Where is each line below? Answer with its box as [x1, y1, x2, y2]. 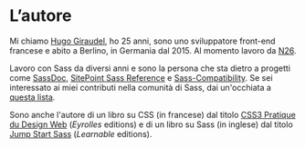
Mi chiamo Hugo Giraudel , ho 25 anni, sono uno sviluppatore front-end [9, 35, 276, 46]
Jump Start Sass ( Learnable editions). [9, 128, 152, 139]
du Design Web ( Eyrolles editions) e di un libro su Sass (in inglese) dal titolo [9, 119, 294, 130]
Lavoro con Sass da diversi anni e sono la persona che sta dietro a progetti [9, 63, 290, 74]
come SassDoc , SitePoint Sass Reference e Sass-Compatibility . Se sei [9, 72, 273, 83]
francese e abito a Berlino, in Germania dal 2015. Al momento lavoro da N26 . [9, 44, 297, 55]
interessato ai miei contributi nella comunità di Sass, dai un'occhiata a [9, 82, 272, 93]
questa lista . [9, 92, 56, 103]
